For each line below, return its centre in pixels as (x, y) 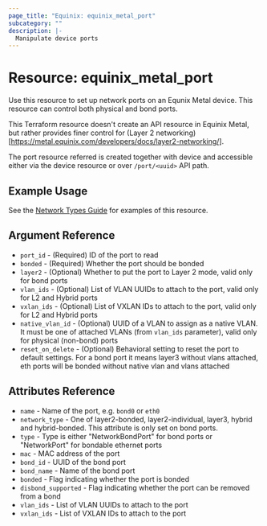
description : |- (35, 31)
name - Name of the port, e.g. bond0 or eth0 (90, 410)
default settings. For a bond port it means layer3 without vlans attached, (139, 357)
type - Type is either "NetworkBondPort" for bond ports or (116, 436)
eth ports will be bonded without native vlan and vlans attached (125, 366)
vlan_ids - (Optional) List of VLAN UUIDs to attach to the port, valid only (139, 289)
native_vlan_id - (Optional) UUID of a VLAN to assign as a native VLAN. (139, 323)
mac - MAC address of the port (70, 453)
